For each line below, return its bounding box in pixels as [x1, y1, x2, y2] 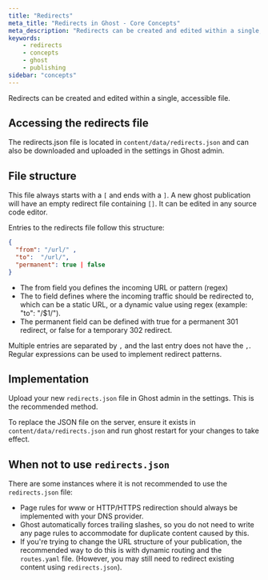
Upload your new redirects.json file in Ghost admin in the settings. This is [8, 394, 254, 403]
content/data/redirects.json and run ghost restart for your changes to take [8, 426, 260, 436]
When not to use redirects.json [8, 458, 170, 471]
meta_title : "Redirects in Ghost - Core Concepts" [8, 19, 181, 27]
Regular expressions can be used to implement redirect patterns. [8, 349, 222, 358]
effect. [8, 434, 30, 444]
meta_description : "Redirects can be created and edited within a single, [8, 26, 263, 34]
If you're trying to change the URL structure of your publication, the [19, 537, 242, 546]
